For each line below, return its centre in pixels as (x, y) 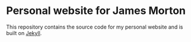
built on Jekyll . (24, 33)
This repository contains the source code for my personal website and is (95, 27)
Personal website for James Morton (96, 11)
